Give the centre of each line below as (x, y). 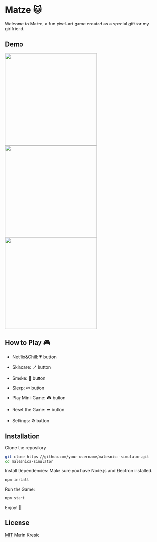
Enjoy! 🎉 (13, 507)
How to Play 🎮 (28, 343)
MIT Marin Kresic (22, 535)
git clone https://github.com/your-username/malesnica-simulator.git (77, 457)
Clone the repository (26, 448)
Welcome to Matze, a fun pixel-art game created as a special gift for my (77, 24)
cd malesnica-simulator (29, 462)
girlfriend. (15, 28)
